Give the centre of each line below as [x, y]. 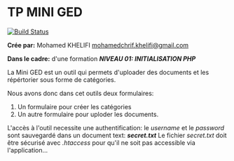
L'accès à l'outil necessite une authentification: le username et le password [116, 127]
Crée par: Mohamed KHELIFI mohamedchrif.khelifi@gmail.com [98, 45]
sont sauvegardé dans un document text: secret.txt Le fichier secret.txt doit [117, 135]
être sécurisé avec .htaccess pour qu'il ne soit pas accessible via [102, 142]
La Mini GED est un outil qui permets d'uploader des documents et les [108, 72]
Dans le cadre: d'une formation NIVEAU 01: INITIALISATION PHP [102, 58]
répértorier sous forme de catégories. [62, 79]
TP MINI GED [45, 12]
